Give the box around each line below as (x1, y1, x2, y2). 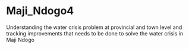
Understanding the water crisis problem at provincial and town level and (6, 24, 182, 31)
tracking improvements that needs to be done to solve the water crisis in (6, 30, 184, 37)
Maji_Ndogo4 (6, 4, 74, 18)
